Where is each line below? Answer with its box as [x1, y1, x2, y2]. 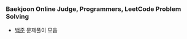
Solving [6, 12, 29, 20]
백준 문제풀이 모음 [14, 26, 58, 34]
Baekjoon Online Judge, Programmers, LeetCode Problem [6, 5, 181, 13]
